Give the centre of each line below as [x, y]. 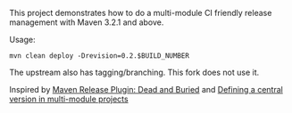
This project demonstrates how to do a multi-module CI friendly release [141, 13]
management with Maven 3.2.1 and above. [87, 22]
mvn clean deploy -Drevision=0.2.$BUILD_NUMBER [100, 56]
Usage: [22, 40]
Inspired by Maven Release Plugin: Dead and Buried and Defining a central [146, 89]
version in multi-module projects [69, 99]
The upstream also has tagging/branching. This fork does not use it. [134, 72]
